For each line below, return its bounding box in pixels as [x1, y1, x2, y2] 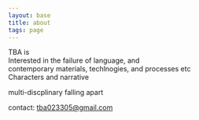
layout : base [8, 11, 51, 20]
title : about [8, 19, 51, 27]
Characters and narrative [8, 72, 89, 82]
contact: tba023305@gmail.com [8, 103, 113, 112]
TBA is [8, 48, 30, 57]
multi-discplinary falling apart [8, 88, 104, 97]
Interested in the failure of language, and [8, 56, 140, 65]
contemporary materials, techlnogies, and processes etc [8, 64, 191, 74]
